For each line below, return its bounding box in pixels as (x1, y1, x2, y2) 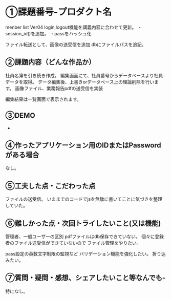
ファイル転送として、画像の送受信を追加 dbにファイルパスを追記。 (5, 41, 146, 48)
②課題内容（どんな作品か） (5, 58, 96, 67)
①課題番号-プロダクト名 (5, 6, 112, 18)
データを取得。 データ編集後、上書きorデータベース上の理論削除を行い (5, 79, 155, 85)
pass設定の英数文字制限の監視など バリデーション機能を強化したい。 (5, 251, 152, 257)
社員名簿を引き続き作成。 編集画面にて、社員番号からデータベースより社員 (5, 72, 163, 78)
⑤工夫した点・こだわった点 (5, 181, 96, 190)
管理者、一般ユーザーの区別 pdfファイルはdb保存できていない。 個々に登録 (5, 233, 164, 240)
